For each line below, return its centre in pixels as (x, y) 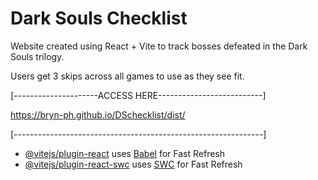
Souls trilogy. (37, 56)
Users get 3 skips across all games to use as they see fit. (127, 76)
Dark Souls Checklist (99, 18)
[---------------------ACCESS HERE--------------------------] (138, 95)
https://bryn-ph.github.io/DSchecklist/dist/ (98, 114)
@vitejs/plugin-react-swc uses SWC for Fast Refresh (133, 164)
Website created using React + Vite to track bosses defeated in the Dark (159, 46)
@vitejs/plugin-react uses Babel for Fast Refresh (125, 153)
